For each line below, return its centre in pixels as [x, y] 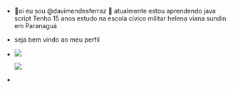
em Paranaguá [35, 26]
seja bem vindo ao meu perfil [57, 40]
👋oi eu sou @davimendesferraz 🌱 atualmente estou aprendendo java [115, 11]
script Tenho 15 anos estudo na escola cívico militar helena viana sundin [120, 18]
